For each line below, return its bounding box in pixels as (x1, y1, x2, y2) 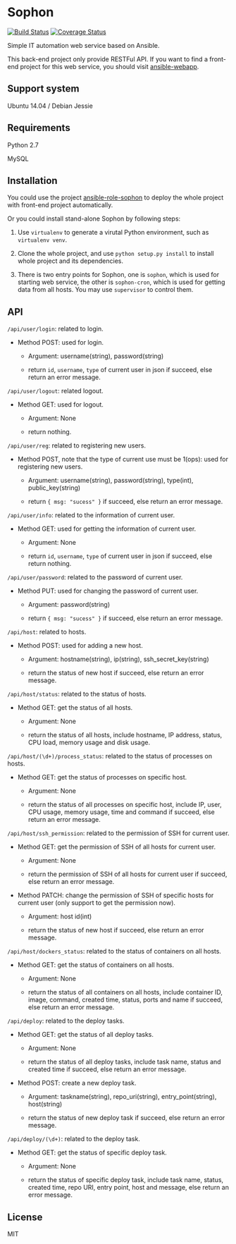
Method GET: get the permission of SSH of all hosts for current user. (17, 843, 216, 851)
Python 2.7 (7, 140, 39, 149)
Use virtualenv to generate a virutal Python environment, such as (17, 228, 209, 237)
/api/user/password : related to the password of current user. (7, 573, 183, 581)
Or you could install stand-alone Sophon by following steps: (7, 214, 181, 223)
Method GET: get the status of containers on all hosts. (17, 961, 175, 969)
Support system (7, 82, 80, 95)
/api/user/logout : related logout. (7, 387, 104, 395)
